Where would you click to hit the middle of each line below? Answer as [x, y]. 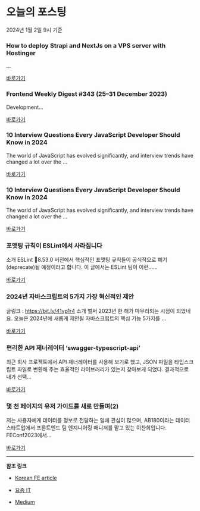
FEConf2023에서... [29, 435]
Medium [25, 502]
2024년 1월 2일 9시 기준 [34, 30]
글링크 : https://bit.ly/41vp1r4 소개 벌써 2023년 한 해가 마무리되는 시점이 [90, 311]
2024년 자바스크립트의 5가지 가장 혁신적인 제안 [70, 297]
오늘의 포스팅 [36, 12]
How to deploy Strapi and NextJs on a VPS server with [86, 45]
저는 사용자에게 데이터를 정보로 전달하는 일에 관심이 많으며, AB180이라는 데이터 [98, 421]
